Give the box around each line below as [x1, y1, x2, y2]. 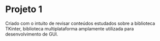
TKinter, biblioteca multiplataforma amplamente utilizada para [5, 25, 134, 31]
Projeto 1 [5, 4, 43, 15]
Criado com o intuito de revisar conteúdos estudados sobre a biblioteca [5, 20, 155, 26]
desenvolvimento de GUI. [5, 31, 58, 37]
